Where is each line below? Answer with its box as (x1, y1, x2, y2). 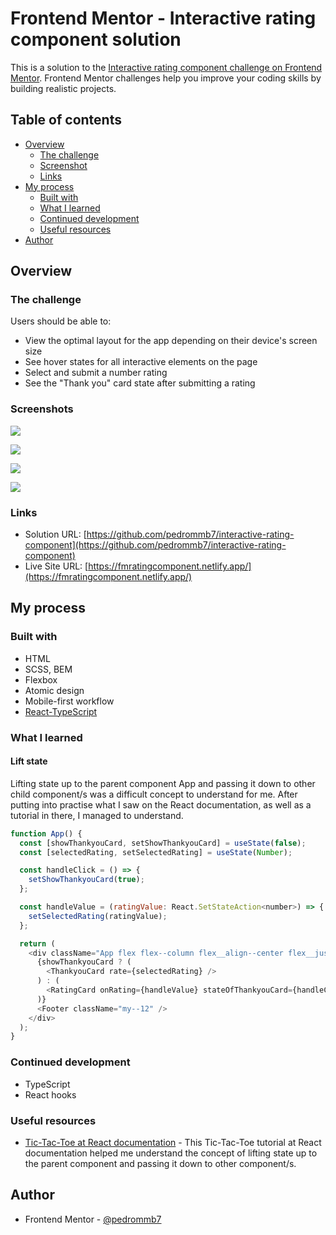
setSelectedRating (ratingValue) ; (28, 911, 168, 921)
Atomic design (24, 684, 85, 696)
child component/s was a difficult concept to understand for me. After (10, 788, 298, 800)
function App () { (10, 828, 83, 839)
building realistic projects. (10, 82, 117, 94)
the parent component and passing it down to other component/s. (24, 1157, 297, 1169)
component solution (10, 28, 182, 51)
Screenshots (10, 402, 74, 416)
